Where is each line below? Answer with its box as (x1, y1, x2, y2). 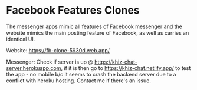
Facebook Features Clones (6, 4, 140, 17)
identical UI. (6, 35, 35, 42)
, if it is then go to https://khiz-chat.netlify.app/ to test (61, 64, 191, 71)
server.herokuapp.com (6, 64, 61, 71)
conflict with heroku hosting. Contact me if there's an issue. (6, 77, 152, 84)
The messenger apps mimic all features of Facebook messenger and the (6, 23, 183, 30)
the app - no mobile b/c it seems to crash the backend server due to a (6, 71, 176, 78)
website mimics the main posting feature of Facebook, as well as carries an (6, 29, 189, 36)
